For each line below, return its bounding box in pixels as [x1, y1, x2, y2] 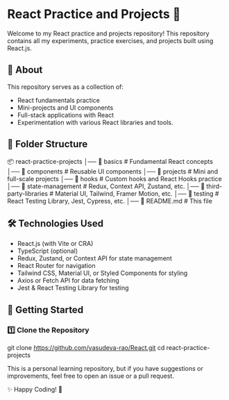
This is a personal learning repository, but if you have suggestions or [7, 365, 203, 373]
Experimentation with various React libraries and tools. [17, 118, 173, 126]
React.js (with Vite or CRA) [17, 240, 94, 248]
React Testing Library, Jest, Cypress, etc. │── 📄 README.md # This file [7, 197, 213, 205]
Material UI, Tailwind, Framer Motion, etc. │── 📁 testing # [55, 189, 219, 197]
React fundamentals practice [17, 96, 101, 104]
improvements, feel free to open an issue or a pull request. [7, 372, 175, 381]
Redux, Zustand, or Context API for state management [17, 254, 172, 262]
